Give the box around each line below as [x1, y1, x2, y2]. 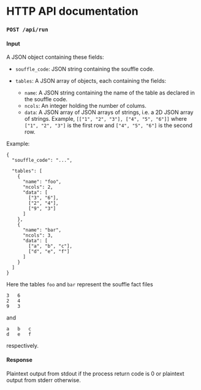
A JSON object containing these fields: [6, 53, 104, 61]
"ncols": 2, [22, 184, 53, 191]
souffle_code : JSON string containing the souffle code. [15, 66, 154, 73]
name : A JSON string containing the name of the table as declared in [24, 89, 195, 96]
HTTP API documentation [6, 4, 139, 18]
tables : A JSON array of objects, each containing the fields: [15, 77, 167, 85]
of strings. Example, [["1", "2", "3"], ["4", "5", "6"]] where [24, 115, 187, 123]
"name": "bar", [22, 227, 62, 234]
